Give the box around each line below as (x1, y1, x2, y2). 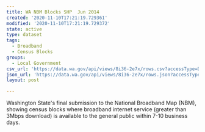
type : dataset (6, 32, 43, 38)
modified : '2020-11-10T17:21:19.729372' (6, 20, 111, 26)
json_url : (6, 71, 32, 78)
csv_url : (6, 65, 29, 72)
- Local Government (12, 60, 62, 66)
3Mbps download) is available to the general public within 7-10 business (6, 112, 188, 120)
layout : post (6, 77, 40, 83)
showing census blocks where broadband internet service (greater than (6, 106, 187, 113)
